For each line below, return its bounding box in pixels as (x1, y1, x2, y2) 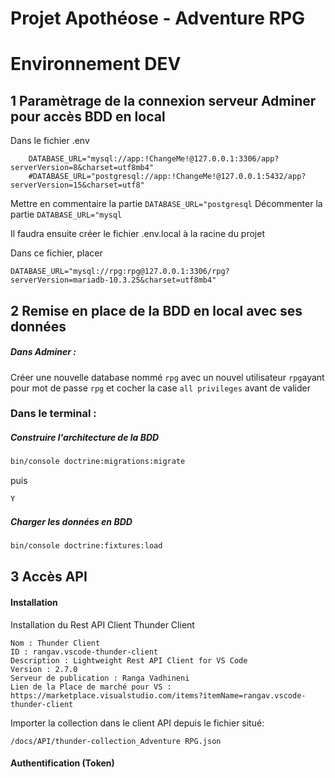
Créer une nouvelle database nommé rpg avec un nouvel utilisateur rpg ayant (10, 371, 325, 383)
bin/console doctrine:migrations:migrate (10, 457, 186, 467)
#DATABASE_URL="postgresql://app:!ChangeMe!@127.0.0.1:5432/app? (28, 172, 307, 182)
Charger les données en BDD (10, 515, 133, 527)
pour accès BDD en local (10, 108, 166, 125)
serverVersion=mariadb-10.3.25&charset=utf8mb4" (10, 275, 217, 286)
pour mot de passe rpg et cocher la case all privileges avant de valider (10, 382, 311, 394)
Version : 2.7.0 (10, 664, 78, 674)
